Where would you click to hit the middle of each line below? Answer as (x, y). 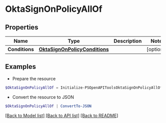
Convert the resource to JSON (43, 97)
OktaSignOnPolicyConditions (74, 49)
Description (127, 41)
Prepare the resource (34, 78)
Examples (21, 67)
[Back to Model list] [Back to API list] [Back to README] (62, 115)
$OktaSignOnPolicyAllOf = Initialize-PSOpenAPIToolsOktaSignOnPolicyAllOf (84, 88)
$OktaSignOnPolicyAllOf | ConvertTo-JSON (48, 106)
